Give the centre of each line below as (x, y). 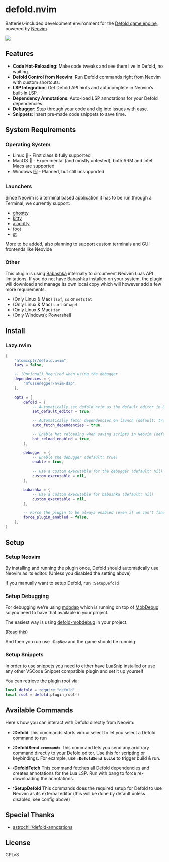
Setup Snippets (24, 654)
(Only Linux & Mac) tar (36, 310)
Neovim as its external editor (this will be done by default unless (79, 793)
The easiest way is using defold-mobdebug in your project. (66, 622)
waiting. (21, 71)
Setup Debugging (27, 596)
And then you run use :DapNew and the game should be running (70, 641)
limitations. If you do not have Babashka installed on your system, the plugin (84, 279)
